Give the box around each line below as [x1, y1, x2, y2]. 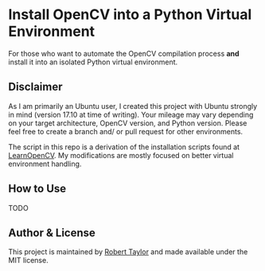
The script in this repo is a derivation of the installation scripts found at [8, 141, 240, 152]
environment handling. [8, 159, 82, 168]
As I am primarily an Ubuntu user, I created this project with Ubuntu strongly [8, 101, 258, 110]
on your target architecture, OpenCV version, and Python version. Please [8, 118, 247, 128]
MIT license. [8, 256, 49, 265]
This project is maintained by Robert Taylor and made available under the [8, 247, 248, 257]
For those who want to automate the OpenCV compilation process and [8, 48, 240, 58]
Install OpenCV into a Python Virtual [8, 6, 252, 24]
